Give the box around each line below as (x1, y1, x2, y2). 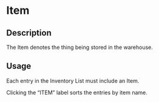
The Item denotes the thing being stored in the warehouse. (6, 43, 153, 51)
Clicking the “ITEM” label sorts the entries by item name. (6, 89, 147, 96)
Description (6, 28, 52, 38)
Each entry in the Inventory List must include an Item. (6, 77, 140, 84)
